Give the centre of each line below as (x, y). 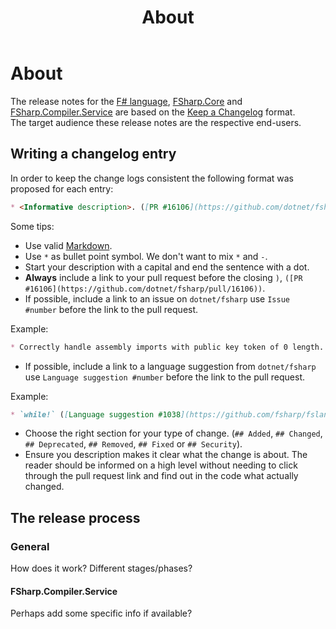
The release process (75, 517)
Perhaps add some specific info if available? (101, 613)
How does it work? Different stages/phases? (101, 568)
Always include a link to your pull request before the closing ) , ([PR (163, 277)
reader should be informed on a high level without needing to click (161, 465)
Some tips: (32, 226)
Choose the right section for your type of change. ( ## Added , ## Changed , (173, 433)
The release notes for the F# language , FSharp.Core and (126, 101)
